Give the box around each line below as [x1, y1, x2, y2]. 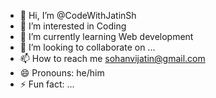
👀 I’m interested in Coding [19, 20, 127, 32]
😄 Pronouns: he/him [19, 67, 105, 79]
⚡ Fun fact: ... [19, 78, 75, 90]
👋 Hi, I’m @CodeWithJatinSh [19, 10, 137, 21]
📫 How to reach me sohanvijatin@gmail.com [19, 53, 206, 64]
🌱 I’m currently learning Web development [19, 31, 194, 42]
